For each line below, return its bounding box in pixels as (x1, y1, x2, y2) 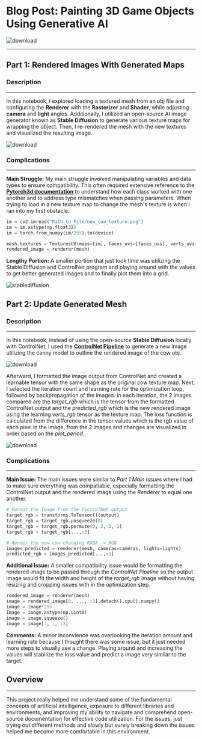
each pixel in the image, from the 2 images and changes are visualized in (6, 423, 187, 430)
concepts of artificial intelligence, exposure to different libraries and (6, 702, 174, 710)
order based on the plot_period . (6, 430, 85, 437)
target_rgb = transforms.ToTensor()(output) (6, 512, 120, 518)
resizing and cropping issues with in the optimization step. (6, 581, 150, 589)
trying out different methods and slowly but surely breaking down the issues (6, 721, 195, 729)
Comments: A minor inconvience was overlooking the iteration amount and (6, 631, 193, 638)
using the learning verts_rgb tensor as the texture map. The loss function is (6, 411, 192, 418)
